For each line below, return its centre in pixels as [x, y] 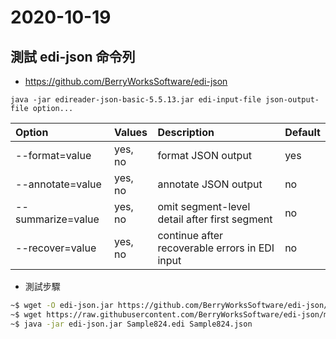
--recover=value [56, 248]
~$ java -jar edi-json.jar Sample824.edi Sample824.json [131, 324]
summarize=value [57, 219]
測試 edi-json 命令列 [73, 56]
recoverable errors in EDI [216, 248]
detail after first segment [215, 219]
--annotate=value [58, 184]
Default [302, 132]
